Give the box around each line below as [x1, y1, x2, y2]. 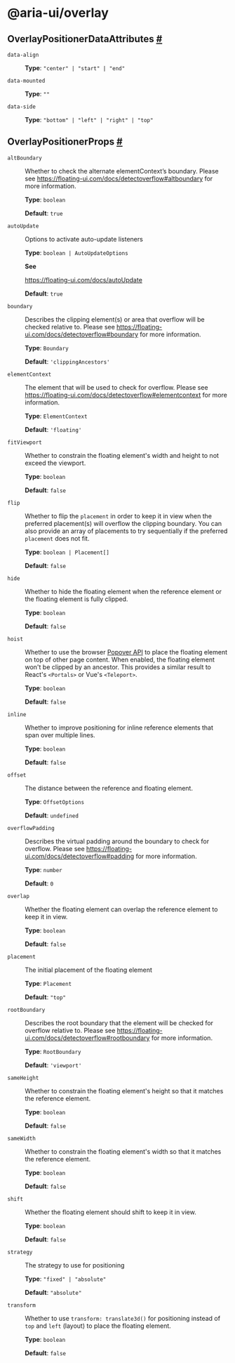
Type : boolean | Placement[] [25, 548, 110, 556]
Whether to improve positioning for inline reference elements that [25, 723, 214, 732]
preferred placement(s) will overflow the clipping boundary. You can [25, 519, 222, 527]
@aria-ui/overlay [7, 5, 109, 21]
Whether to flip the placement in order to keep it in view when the [25, 511, 213, 520]
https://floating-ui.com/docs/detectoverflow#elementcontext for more [25, 390, 228, 399]
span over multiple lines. [25, 730, 96, 739]
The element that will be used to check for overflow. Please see [25, 383, 208, 391]
